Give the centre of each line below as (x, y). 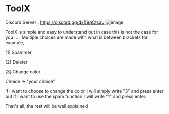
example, (15, 42)
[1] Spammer (18, 52)
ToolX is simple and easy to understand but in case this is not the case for (82, 32)
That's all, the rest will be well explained (47, 106)
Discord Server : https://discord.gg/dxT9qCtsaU (55, 22)
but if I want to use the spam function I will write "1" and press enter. (76, 96)
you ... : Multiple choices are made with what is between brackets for (77, 37)
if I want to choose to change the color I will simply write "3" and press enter (84, 91)
